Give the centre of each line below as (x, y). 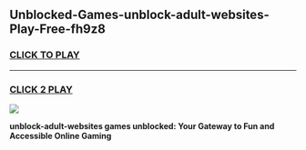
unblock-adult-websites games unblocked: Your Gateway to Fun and (142, 125)
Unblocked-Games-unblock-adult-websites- (140, 15)
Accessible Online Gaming (61, 135)
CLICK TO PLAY (45, 55)
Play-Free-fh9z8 (58, 30)
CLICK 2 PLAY (41, 89)
